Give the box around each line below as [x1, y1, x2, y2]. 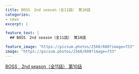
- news [5, 17, 19, 22]
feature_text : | [5, 31, 39, 36]
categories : [5, 12, 30, 17]
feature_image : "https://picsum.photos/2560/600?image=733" [5, 44, 135, 49]
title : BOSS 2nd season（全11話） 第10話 [5, 7, 91, 13]
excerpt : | [5, 21, 28, 27]
